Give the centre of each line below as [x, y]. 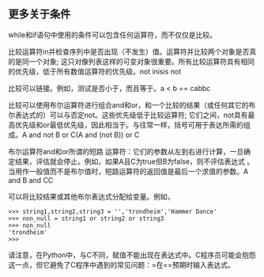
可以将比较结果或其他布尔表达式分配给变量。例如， [91, 196]
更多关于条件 [40, 14]
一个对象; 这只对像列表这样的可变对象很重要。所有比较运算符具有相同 [142, 61]
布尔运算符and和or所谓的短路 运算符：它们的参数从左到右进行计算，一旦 [126, 151]
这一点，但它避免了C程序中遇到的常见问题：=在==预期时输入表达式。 [122, 264]
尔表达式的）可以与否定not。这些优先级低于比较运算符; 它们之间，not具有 [128, 115]
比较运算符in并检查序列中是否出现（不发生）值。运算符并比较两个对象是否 [129, 51]
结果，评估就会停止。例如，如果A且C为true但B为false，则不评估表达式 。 [134, 161]
